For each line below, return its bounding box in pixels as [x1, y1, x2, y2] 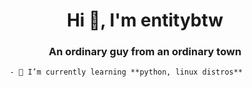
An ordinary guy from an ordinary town [48, 45, 242, 59]
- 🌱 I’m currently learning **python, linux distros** [9, 67, 244, 78]
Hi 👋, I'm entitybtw [66, 9, 224, 32]
